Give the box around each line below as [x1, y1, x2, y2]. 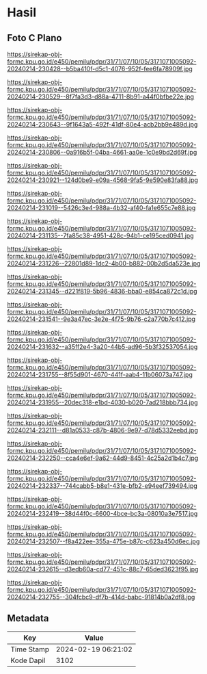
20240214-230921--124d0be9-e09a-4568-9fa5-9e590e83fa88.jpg [7, 176, 198, 184]
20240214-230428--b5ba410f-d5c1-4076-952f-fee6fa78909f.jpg [7, 65, 193, 73]
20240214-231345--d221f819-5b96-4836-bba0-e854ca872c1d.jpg [7, 287, 197, 295]
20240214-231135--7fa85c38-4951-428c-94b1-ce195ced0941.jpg [7, 231, 194, 239]
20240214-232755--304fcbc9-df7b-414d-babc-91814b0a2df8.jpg [7, 593, 195, 601]
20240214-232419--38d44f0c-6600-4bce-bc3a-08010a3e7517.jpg [7, 510, 198, 517]
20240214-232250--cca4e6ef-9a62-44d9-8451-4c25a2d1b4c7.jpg [7, 454, 199, 462]
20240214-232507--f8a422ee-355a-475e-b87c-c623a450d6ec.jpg [7, 537, 200, 545]
